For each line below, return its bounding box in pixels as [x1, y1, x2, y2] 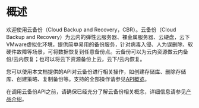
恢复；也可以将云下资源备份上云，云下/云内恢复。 [23, 55, 146, 63]
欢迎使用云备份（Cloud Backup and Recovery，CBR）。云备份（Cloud [6, 26, 176, 33]
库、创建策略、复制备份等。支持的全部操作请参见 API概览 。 [6, 75, 150, 83]
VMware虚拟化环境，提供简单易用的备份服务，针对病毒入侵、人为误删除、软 [6, 41, 193, 48]
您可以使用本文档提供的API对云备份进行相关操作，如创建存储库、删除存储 [6, 68, 187, 75]
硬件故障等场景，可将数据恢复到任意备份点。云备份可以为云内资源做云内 [6, 48, 183, 55]
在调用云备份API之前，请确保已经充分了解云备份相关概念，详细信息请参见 [6, 88, 187, 95]
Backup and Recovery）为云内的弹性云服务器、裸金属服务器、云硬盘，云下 [6, 33, 190, 40]
